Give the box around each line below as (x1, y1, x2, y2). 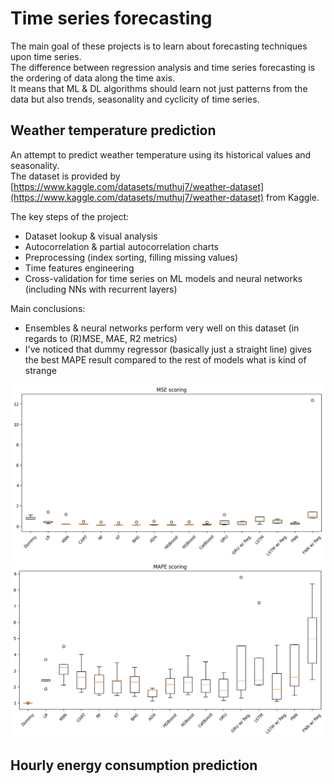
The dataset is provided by (10, 170, 121, 182)
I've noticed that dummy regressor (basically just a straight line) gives (24, 343, 312, 355)
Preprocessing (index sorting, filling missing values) (24, 251, 239, 263)
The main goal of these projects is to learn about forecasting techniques (10, 40, 308, 52)
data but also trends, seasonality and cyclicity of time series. (10, 93, 260, 105)
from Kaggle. (266, 191, 320, 203)
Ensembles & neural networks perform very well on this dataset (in (24, 322, 300, 334)
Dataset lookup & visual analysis (24, 230, 158, 242)
